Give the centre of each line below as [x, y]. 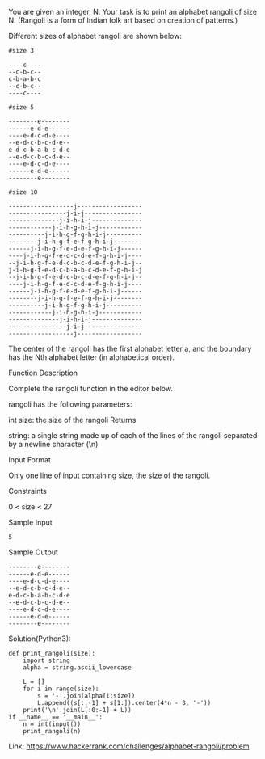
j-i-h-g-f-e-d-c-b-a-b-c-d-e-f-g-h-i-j [76, 270]
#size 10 [23, 192]
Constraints [27, 491]
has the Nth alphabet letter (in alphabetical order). [92, 357]
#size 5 [21, 108]
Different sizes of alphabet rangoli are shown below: [95, 36]
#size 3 [21, 51]
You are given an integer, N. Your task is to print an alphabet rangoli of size [132, 12]
